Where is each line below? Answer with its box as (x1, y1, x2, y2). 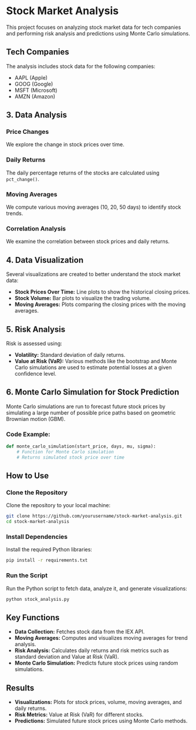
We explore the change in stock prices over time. (6, 141, 125, 148)
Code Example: (6, 430, 50, 438)
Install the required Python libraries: (6, 546, 93, 553)
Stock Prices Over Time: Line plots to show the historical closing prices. (14, 288, 190, 295)
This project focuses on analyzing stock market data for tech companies (6, 24, 181, 31)
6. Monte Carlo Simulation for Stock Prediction (6, 387, 180, 397)
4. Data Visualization (6, 255, 84, 265)
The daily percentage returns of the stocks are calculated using (6, 169, 160, 176)
